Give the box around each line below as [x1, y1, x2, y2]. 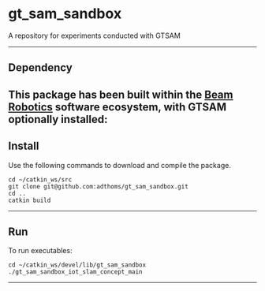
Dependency [8, 61, 73, 75]
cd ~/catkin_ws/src [8, 175, 73, 184]
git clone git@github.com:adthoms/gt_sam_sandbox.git [8, 182, 189, 190]
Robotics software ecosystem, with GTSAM [8, 100, 227, 114]
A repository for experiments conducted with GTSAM [8, 31, 181, 40]
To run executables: [8, 246, 73, 256]
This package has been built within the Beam [8, 88, 233, 101]
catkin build [8, 196, 51, 204]
